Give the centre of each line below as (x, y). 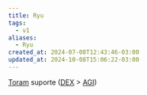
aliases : (23, 38)
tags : (17, 23)
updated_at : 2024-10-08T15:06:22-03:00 (74, 60)
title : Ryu (26, 15)
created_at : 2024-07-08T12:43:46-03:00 (74, 52)
